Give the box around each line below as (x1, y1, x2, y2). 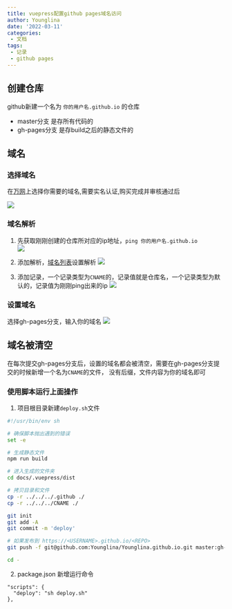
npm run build (7, 455, 48, 462)
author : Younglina (7, 17, 60, 24)
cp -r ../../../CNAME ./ (7, 500, 79, 507)
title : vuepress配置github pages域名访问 (7, 10, 122, 17)
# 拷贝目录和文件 (7, 487, 50, 494)
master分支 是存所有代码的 (17, 117, 94, 125)
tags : (7, 42, 23, 49)
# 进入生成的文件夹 (7, 468, 55, 475)
